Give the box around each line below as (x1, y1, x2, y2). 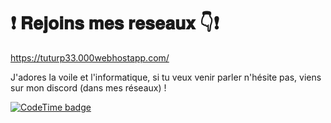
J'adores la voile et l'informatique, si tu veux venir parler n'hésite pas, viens (10, 71, 322, 83)
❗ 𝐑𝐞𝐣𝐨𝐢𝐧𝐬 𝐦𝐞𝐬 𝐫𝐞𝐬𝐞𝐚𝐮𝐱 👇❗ (10, 12, 220, 35)
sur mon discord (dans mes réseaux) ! (10, 81, 167, 94)
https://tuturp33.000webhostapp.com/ (10, 51, 170, 64)
